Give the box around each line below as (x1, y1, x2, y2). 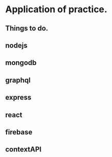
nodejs (5, 41, 28, 49)
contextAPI (5, 145, 42, 154)
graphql (5, 75, 31, 85)
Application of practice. (5, 4, 108, 15)
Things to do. (5, 24, 48, 33)
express (5, 93, 32, 102)
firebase (5, 127, 33, 136)
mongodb (5, 59, 37, 67)
